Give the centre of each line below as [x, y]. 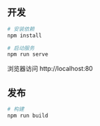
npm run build [28, 116]
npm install [24, 36]
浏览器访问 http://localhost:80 [50, 69]
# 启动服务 [21, 48]
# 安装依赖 [21, 29]
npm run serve [28, 54]
